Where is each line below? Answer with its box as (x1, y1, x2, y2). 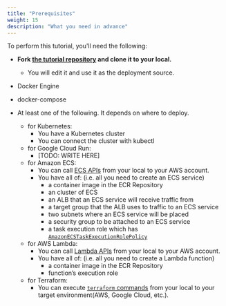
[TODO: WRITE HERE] (37, 151, 100, 160)
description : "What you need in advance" (7, 23, 129, 30)
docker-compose (17, 95, 67, 104)
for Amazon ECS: (27, 159, 77, 167)
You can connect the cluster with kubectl (37, 137, 155, 145)
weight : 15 (7, 17, 39, 23)
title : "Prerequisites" (7, 10, 76, 17)
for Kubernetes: (27, 122, 73, 131)
